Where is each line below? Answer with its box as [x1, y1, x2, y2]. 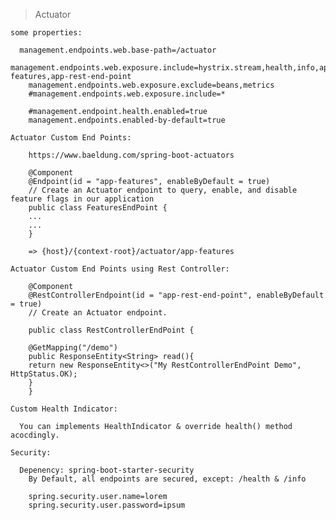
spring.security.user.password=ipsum [28, 500, 186, 510]
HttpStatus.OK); [10, 369, 78, 379]
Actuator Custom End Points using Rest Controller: [10, 264, 230, 274]
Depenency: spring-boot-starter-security [19, 465, 195, 475]
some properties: [10, 28, 83, 38]
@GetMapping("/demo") [28, 343, 118, 353]
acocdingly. [10, 430, 60, 440]
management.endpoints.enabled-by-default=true [28, 115, 226, 125]
